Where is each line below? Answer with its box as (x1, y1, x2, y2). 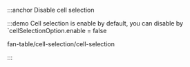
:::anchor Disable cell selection (7, 6, 95, 14)
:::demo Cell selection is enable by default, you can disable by (7, 19, 184, 27)
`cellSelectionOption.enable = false (7, 27, 107, 35)
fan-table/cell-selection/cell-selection (7, 40, 115, 48)
